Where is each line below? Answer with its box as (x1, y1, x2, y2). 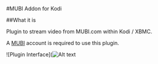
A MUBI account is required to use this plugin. (6, 40, 120, 46)
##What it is (6, 17, 36, 23)
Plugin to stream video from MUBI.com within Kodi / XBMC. (6, 28, 153, 35)
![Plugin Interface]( (6, 51, 53, 58)
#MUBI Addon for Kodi (6, 5, 62, 12)
